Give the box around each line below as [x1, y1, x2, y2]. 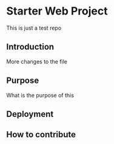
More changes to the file [6, 57, 68, 65]
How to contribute [6, 129, 76, 140]
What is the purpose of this [6, 91, 75, 99]
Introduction [6, 42, 55, 52]
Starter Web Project [6, 4, 108, 18]
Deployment [6, 109, 54, 119]
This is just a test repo [6, 24, 62, 31]
